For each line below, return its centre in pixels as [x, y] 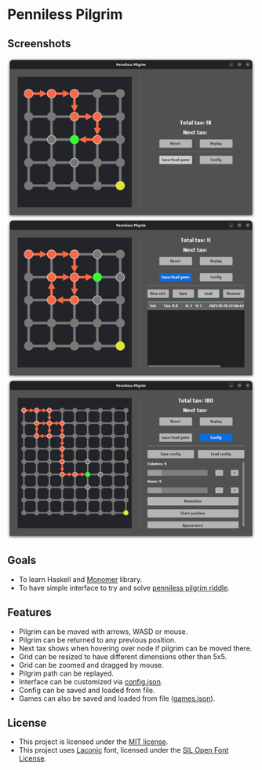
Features [29, 612]
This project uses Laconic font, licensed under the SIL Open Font [124, 750]
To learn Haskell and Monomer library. [80, 579]
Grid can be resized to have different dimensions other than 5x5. [123, 656]
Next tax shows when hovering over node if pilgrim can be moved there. [135, 648]
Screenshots [39, 44]
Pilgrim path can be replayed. [66, 673]
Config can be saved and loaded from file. [87, 690]
